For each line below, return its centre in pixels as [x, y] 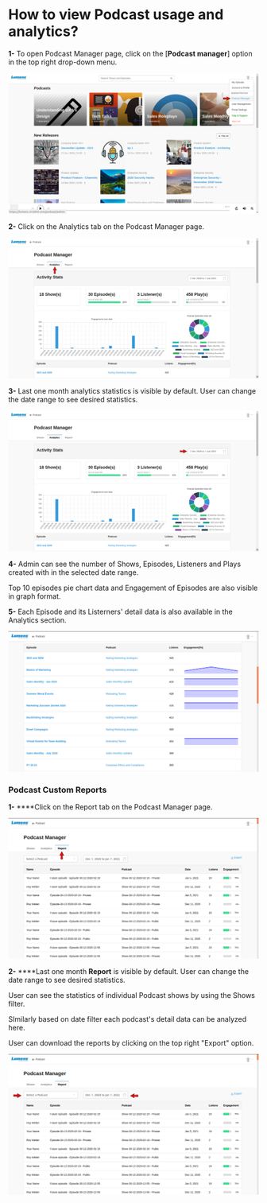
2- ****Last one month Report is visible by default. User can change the [128, 972]
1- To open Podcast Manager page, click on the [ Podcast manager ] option [130, 53]
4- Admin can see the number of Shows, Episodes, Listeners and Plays [124, 564]
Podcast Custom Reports [58, 790]
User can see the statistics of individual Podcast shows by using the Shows [132, 995]
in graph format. [35, 596]
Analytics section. [37, 620]
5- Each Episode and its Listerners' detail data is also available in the [120, 611]
